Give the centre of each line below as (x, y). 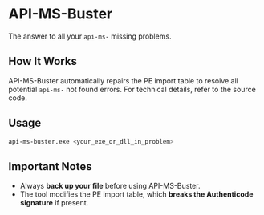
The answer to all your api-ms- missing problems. (90, 36)
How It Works (43, 61)
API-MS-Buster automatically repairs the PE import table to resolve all (124, 80)
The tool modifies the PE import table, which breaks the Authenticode (136, 194)
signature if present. (54, 203)
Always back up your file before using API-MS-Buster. (110, 186)
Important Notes (50, 166)
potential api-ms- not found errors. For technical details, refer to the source (132, 89)
